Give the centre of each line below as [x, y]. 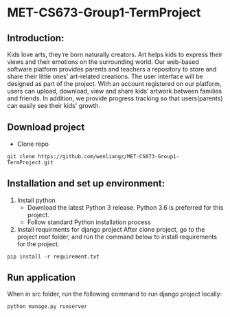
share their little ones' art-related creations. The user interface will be [105, 76]
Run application [42, 277]
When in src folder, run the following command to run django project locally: [115, 294]
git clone [21, 156]
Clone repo [33, 144]
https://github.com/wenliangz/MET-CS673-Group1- [108, 156]
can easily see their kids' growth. [54, 106]
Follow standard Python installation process [89, 222]
